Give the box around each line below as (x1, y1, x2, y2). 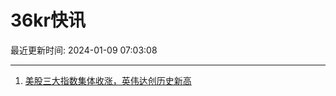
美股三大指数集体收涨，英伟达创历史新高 (24, 74, 192, 86)
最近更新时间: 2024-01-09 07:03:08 (10, 44, 158, 56)
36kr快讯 (10, 9, 86, 32)
